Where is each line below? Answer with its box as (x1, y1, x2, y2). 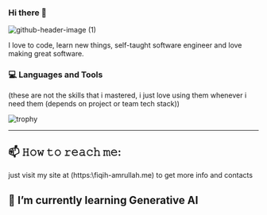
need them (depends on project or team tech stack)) (8, 98, 180, 108)
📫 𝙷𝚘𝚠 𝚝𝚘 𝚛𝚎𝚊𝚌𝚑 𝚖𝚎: (8, 145, 122, 159)
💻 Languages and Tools (8, 69, 103, 80)
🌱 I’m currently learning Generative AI (8, 194, 199, 207)
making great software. (8, 49, 85, 59)
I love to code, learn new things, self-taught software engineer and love (8, 40, 242, 50)
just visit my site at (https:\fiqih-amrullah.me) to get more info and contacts (8, 171, 253, 180)
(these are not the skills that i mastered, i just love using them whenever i (8, 90, 247, 100)
